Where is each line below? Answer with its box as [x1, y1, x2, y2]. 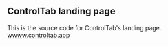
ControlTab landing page [7, 5, 116, 17]
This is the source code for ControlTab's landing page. [7, 23, 162, 32]
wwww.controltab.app [7, 31, 70, 39]
